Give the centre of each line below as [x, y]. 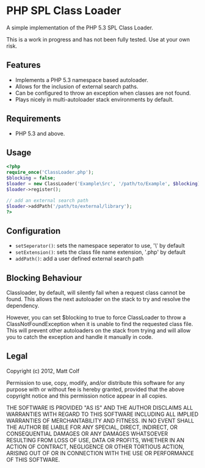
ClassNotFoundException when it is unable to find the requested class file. [100, 324]
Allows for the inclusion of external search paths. [77, 86]
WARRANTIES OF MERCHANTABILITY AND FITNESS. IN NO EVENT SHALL [100, 420]
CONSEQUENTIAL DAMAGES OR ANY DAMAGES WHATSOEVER [87, 433]
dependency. [23, 306]
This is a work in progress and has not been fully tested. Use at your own [98, 39]
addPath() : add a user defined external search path [79, 259]
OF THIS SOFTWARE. [33, 459]
